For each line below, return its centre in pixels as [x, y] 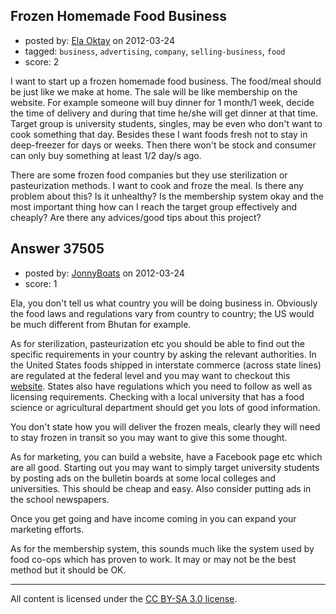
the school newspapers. [60, 499]
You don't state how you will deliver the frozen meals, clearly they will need [165, 426]
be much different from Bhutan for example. [101, 324]
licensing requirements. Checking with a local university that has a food [157, 396]
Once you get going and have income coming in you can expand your [153, 518]
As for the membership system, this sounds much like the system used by [162, 548]
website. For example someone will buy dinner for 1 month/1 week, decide [162, 102]
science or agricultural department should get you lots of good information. [165, 407]
